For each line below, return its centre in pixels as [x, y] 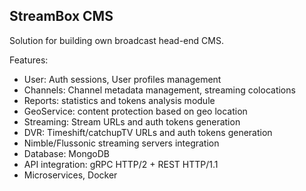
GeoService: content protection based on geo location [135, 111]
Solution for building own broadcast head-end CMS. [116, 40]
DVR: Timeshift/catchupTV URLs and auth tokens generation [148, 132]
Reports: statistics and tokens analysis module [119, 100]
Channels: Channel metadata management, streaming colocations [159, 90]
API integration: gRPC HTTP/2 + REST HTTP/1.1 [121, 164]
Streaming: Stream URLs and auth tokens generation [132, 121]
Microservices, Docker [70, 175]
